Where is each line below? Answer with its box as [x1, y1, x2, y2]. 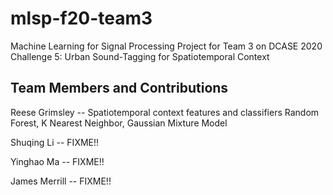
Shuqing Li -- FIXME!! [10, 136, 100, 148]
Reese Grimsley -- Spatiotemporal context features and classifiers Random [10, 106, 320, 118]
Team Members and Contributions [10, 80, 229, 97]
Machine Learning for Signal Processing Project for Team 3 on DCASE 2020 [10, 40, 323, 52]
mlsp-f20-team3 [10, 7, 153, 30]
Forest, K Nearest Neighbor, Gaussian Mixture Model [10, 117, 228, 129]
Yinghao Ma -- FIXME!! [10, 155, 105, 167]
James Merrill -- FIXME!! [10, 175, 112, 187]
